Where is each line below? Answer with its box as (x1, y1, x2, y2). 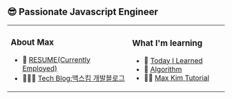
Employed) (22, 63, 57, 73)
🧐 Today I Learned (144, 56, 203, 65)
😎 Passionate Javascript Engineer (7, 6, 159, 18)
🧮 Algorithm (144, 64, 182, 74)
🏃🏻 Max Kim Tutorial (144, 73, 209, 82)
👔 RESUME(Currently (22, 55, 91, 65)
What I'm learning (132, 38, 203, 49)
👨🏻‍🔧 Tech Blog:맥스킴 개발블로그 (22, 73, 126, 82)
